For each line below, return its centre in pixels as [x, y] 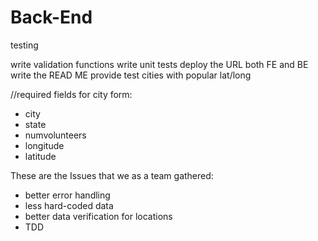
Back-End [51, 17]
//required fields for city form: [71, 94]
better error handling [67, 195]
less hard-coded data [69, 205]
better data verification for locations [98, 216]
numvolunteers [55, 135]
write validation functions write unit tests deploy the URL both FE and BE [159, 64]
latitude [40, 156]
